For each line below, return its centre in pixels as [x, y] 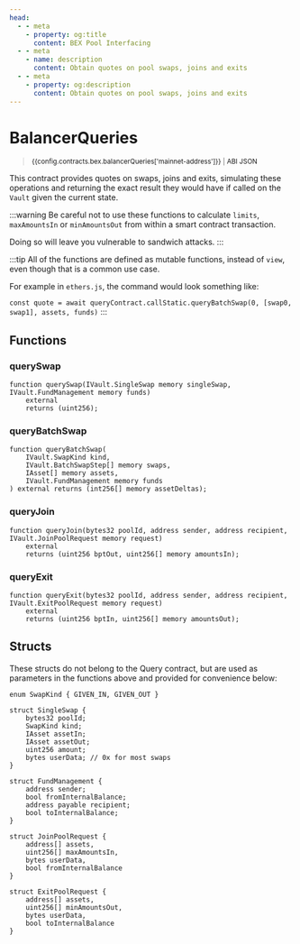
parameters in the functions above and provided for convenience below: [143, 678]
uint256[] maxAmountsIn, [72, 852]
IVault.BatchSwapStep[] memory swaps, [98, 465]
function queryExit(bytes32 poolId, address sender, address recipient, [149, 596]
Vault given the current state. [64, 197]
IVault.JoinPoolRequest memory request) [86, 538]
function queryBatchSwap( [58, 450]
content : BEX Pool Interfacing [92, 43]
